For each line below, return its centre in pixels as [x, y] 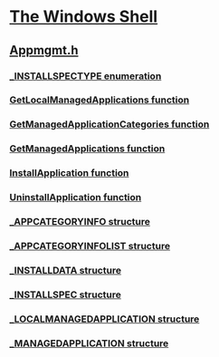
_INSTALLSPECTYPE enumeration [86, 76]
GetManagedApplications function [87, 149]
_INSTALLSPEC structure [66, 294]
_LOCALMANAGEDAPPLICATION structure [105, 319]
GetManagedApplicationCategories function [109, 124]
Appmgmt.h [44, 50]
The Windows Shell [84, 17]
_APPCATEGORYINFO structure [80, 222]
